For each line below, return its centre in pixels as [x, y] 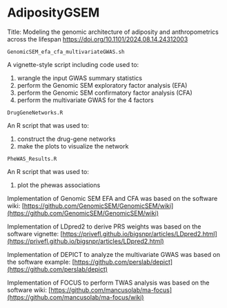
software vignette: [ [35, 233]
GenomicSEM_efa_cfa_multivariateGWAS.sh [66, 52]
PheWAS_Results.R [32, 159]
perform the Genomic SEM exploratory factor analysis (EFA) [102, 85]
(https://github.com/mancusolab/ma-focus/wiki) [76, 297]
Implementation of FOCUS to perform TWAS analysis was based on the [108, 282]
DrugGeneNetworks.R [35, 113]
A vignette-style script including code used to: [73, 64]
